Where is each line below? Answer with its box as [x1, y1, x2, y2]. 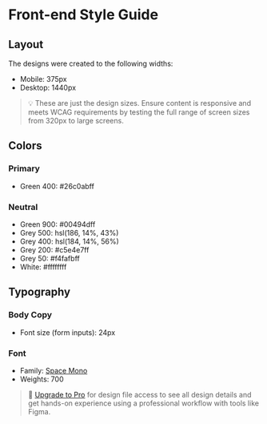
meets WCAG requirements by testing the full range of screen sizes [27, 107, 250, 117]
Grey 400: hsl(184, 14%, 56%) [19, 236, 120, 246]
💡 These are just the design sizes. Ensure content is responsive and [27, 99, 252, 107]
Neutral [8, 201, 38, 212]
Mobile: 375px [19, 75, 67, 83]
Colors [8, 139, 42, 153]
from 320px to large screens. [27, 116, 124, 125]
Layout [8, 38, 44, 51]
